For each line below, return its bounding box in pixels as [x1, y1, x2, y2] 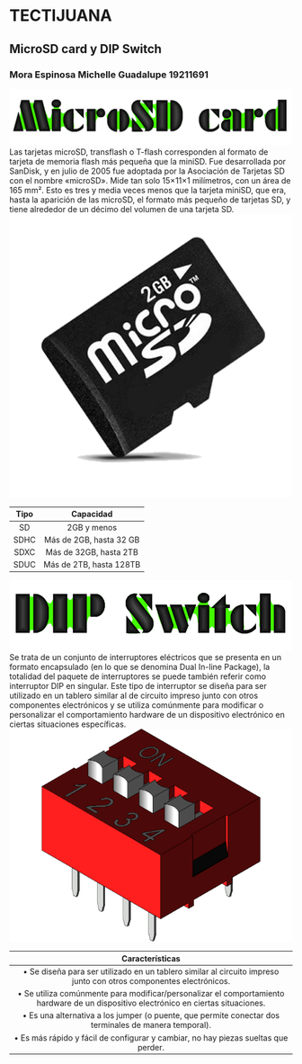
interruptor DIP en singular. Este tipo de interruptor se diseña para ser [9, 681, 267, 692]
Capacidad [71, 509, 113, 520]
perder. [138, 1042, 164, 1052]
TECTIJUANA [9, 5, 112, 26]
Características [120, 952, 182, 963]
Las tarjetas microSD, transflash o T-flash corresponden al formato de [9, 146, 269, 157]
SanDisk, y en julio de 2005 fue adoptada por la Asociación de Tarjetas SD [9, 165, 286, 176]
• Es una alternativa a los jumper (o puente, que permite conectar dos [22, 1010, 280, 1021]
